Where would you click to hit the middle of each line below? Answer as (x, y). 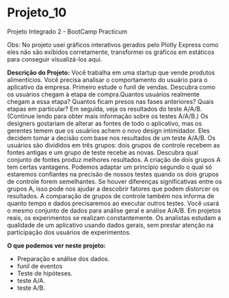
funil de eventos (40, 266)
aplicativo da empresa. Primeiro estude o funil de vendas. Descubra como (111, 87)
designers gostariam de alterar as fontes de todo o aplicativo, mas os (105, 123)
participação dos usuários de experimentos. (69, 232)
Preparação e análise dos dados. (63, 258)
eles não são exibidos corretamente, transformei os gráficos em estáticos (111, 52)
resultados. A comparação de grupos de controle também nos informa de (111, 195)
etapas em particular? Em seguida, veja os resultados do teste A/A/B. (105, 109)
